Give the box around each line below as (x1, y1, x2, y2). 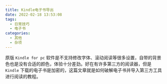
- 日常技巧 (10, 21, 30, 27)
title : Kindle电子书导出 (5, 7, 54, 13)
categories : (5, 31, 30, 36)
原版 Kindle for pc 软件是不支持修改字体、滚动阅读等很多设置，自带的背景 (5, 54, 161, 60)
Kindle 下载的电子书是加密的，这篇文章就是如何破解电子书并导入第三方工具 (5, 67, 162, 73)
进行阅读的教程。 (5, 73, 41, 79)
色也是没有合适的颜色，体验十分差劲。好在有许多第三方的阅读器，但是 (5, 61, 152, 67)
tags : (5, 17, 17, 22)
